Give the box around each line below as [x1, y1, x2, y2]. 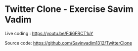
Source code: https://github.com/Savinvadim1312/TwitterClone [4, 40, 132, 46]
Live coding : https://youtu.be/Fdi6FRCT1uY [4, 30, 93, 36]
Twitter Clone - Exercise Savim [4, 3, 134, 15]
